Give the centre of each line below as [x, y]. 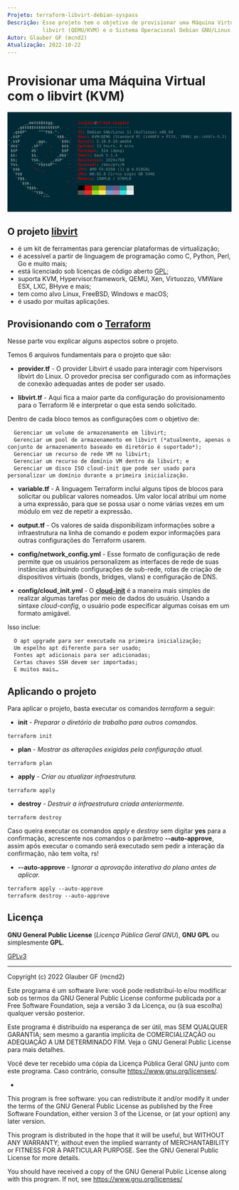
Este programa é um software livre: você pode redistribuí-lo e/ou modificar [117, 990]
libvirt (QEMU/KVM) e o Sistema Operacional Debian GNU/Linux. [138, 30]
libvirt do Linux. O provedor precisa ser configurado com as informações [124, 377]
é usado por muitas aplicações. [64, 302]
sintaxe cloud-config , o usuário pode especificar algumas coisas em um [123, 606]
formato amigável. [44, 614]
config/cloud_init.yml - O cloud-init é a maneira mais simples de [114, 591]
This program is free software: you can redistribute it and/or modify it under [118, 1098]
